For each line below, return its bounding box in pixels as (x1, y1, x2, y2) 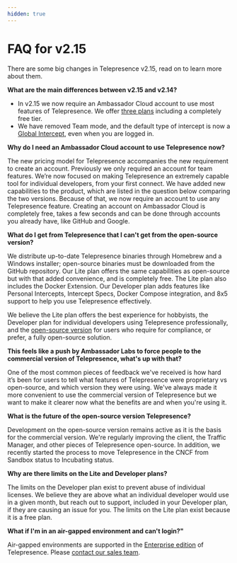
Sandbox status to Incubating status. (7, 455, 115, 464)
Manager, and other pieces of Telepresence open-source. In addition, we (7, 440, 221, 449)
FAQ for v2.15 (7, 40, 87, 57)
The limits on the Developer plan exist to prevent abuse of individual (7, 482, 206, 492)
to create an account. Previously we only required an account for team (7, 164, 213, 173)
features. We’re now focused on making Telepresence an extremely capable (7, 171, 230, 180)
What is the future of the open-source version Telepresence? (7, 412, 191, 420)
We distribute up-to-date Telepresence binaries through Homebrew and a (7, 252, 222, 260)
